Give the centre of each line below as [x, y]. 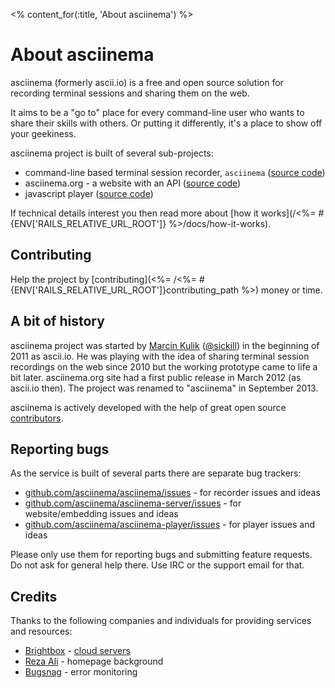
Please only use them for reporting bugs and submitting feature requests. [161, 555]
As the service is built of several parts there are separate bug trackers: [156, 473]
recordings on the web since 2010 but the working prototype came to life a [164, 366]
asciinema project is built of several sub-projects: [112, 153]
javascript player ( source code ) [89, 193]
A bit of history [57, 321]
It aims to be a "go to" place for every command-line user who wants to [157, 112]
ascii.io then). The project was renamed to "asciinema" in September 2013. [164, 388]
